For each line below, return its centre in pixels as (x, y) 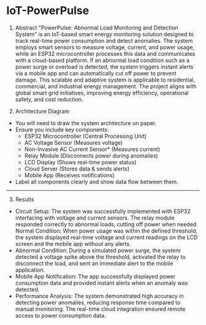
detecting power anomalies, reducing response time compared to (98, 302)
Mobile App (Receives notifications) (69, 175)
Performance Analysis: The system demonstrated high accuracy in (99, 296)
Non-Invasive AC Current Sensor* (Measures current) (92, 149)
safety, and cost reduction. (49, 99)
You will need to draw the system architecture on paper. (86, 123)
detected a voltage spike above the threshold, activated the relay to (100, 257)
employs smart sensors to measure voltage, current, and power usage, (105, 47)
